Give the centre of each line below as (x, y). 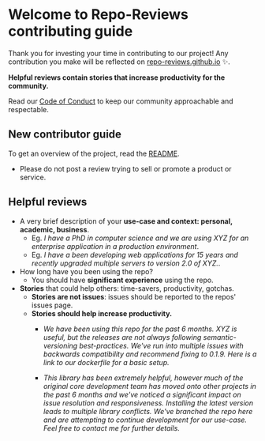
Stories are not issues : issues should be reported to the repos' (134, 296)
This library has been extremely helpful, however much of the (143, 378)
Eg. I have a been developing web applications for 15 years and (135, 254)
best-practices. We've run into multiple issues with (161, 345)
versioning (60, 345)
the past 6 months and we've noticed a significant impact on (142, 394)
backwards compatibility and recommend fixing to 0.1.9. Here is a (150, 354)
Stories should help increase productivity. (102, 313)
